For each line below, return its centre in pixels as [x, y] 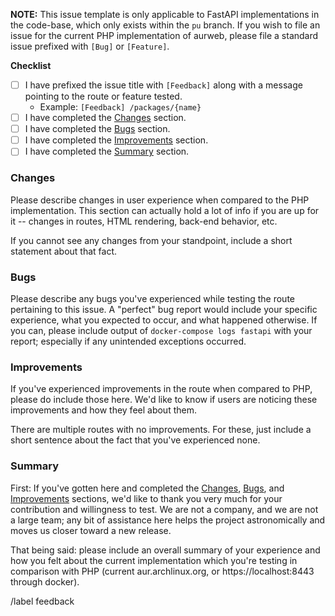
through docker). [45, 581]
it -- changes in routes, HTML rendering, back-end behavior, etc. [144, 221]
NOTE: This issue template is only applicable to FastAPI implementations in [165, 14]
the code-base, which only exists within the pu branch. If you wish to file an [165, 25]
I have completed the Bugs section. [97, 129]
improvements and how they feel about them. [103, 410]
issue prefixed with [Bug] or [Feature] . [90, 46]
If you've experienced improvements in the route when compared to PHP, [161, 389]
